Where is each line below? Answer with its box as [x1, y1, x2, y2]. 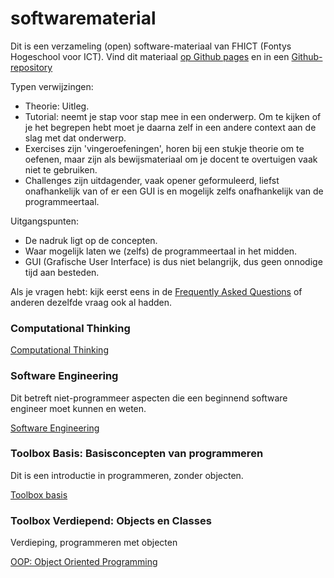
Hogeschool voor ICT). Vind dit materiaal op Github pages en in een [10, 50, 290, 62]
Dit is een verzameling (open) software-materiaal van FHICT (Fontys [10, 40, 292, 52]
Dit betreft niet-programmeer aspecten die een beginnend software [10, 392, 288, 404]
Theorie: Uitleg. [24, 100, 90, 112]
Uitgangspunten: [10, 215, 79, 227]
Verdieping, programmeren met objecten [10, 537, 178, 549]
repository [10, 61, 53, 73]
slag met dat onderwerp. [24, 132, 127, 144]
